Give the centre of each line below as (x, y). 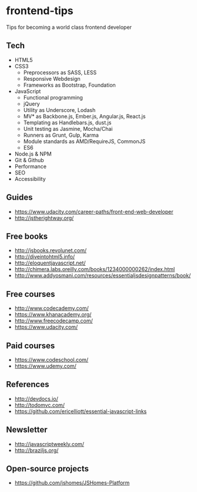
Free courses (31, 294)
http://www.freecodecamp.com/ (54, 321)
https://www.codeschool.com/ (51, 360)
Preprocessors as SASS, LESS (60, 72)
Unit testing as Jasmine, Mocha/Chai (68, 128)
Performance (31, 166)
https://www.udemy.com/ (45, 366)
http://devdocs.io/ (36, 398)
